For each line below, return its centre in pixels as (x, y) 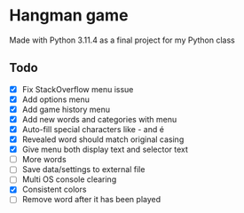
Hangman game (69, 16)
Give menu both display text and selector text (105, 150)
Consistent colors (54, 189)
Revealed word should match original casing (103, 139)
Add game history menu (66, 109)
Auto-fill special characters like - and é (93, 129)
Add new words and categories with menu (99, 119)
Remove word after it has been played (91, 200)
